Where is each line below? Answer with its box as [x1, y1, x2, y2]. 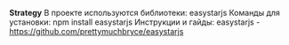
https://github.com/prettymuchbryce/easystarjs [9, 26, 184, 36]
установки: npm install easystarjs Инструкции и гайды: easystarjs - [9, 17, 261, 27]
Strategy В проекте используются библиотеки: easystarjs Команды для [9, 8, 280, 18]
